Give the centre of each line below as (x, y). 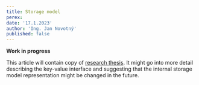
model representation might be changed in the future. (73, 75)
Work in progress (28, 51)
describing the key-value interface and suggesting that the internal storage (99, 69)
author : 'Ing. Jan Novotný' (42, 28)
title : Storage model (33, 12)
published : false (28, 34)
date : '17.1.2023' (29, 23)
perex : (14, 17)
